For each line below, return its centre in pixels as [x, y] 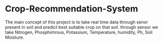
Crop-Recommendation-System [71, 9]
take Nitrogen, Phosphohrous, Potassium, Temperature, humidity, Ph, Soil [79, 32]
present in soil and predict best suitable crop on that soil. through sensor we [82, 27]
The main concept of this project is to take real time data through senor [77, 22]
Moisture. [15, 37]
